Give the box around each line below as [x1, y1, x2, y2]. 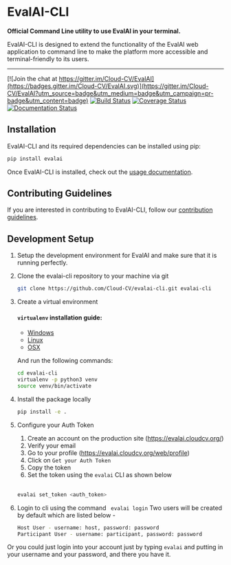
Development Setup [7, 233, 94, 245]
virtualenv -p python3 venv [16, 376, 98, 384]
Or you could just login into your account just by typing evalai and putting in [7, 543, 223, 551]
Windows [27, 329, 54, 337]
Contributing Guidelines [7, 188, 112, 199]
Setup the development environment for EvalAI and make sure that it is [16, 252, 217, 260]
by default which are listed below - [16, 511, 115, 519]
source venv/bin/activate [16, 383, 91, 390]
